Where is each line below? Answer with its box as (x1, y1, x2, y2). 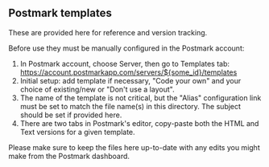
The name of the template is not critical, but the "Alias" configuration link (19, 92, 262, 103)
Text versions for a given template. (19, 127, 135, 136)
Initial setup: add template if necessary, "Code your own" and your (19, 75, 242, 85)
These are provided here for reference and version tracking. (8, 27, 208, 37)
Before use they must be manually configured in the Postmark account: (8, 43, 245, 53)
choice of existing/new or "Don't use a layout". (19, 84, 175, 94)
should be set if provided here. (19, 110, 122, 120)
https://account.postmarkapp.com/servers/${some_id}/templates (19, 67, 238, 77)
